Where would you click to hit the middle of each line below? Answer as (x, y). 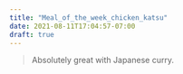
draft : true (32, 34)
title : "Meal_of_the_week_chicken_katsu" (89, 18)
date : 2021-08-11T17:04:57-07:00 (72, 26)
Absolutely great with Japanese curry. (103, 60)
